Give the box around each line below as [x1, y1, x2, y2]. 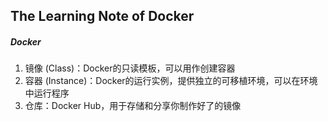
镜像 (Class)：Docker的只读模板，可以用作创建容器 [24, 62, 236, 74]
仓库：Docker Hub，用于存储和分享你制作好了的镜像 [24, 100, 242, 112]
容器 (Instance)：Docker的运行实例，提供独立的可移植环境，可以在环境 [24, 75, 318, 87]
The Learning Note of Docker [10, 8, 195, 25]
